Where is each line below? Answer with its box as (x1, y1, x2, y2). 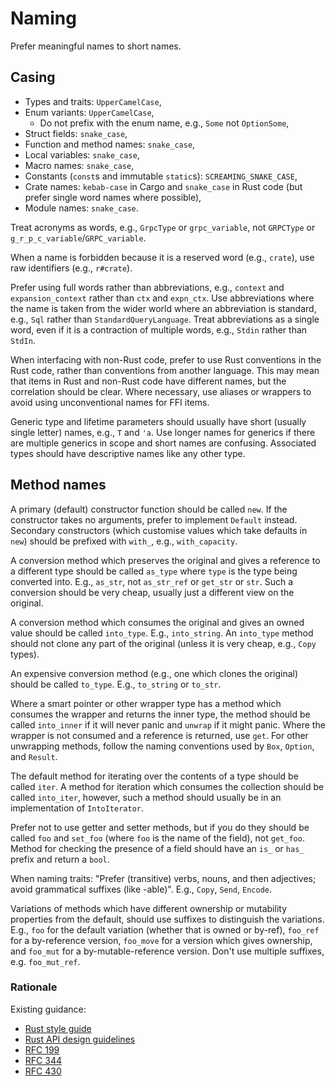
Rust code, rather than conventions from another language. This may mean (10, 364, 320, 376)
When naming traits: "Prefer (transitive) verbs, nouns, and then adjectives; (10, 872, 317, 884)
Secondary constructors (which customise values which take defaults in (10, 524, 308, 536)
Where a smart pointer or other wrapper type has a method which (10, 697, 282, 709)
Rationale (10, 980, 58, 994)
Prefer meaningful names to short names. (10, 40, 182, 52)
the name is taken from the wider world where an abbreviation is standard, (10, 302, 317, 314)
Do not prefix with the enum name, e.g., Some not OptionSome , (39, 117, 290, 129)
